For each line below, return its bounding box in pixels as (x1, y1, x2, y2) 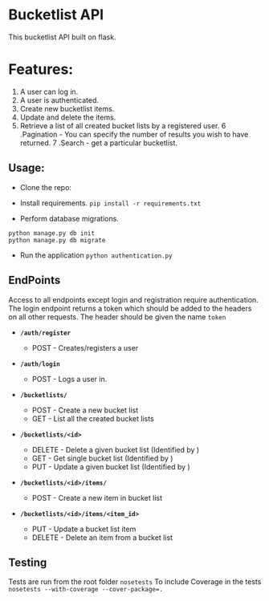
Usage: (8, 161, 46, 175)
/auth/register (19, 329, 71, 337)
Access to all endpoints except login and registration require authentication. (8, 294, 259, 304)
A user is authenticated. (19, 95, 99, 105)
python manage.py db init (8, 229, 95, 238)
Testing (8, 555, 47, 569)
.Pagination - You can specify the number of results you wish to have (19, 129, 249, 139)
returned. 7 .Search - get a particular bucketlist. (19, 138, 178, 148)
